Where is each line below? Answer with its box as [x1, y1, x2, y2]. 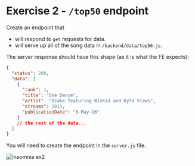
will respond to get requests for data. [14, 35, 106, 42]
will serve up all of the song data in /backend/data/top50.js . [14, 42, 163, 49]
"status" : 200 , [11, 70, 49, 76]
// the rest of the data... [17, 120, 86, 126]
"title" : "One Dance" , [21, 92, 79, 99]
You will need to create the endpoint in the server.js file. [6, 142, 146, 149]
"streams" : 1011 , [21, 104, 66, 109]
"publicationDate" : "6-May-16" [21, 109, 100, 115]
